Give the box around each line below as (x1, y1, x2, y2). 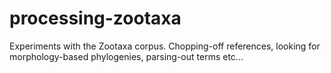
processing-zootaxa (9, 7, 182, 30)
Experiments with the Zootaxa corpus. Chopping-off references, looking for (9, 40, 321, 52)
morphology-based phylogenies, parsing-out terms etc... (9, 50, 244, 62)
